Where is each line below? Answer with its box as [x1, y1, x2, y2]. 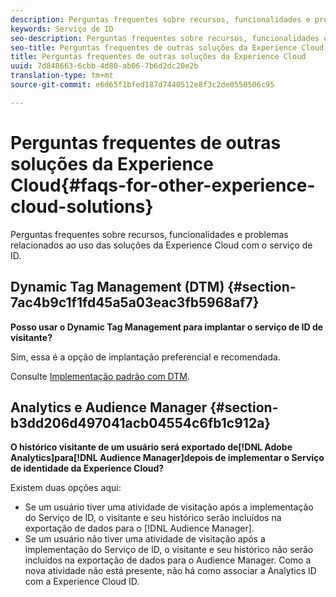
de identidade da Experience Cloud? [10, 462, 165, 475]
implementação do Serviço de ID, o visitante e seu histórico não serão [24, 544, 314, 556]
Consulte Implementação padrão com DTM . [10, 370, 191, 382]
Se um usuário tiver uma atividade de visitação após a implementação [24, 501, 314, 513]
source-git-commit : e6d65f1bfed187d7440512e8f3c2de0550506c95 [10, 80, 275, 90]
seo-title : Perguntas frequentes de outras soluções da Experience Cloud [10, 42, 325, 53]
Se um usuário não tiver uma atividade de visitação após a [24, 533, 266, 545]
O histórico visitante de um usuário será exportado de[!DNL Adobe [10, 441, 293, 453]
